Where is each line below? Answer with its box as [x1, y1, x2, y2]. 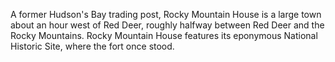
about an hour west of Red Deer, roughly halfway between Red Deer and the [10, 19, 325, 31]
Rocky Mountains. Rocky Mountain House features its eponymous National [10, 30, 318, 41]
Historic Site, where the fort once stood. [10, 40, 175, 52]
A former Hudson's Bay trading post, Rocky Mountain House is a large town [10, 9, 322, 20]
